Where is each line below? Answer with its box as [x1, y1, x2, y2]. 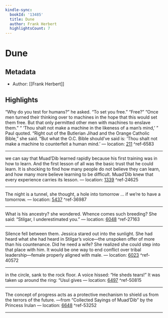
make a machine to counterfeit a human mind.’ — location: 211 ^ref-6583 [5, 141, 154, 147]
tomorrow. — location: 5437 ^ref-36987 [5, 196, 87, 202]
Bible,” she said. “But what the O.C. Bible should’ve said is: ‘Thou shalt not [5, 135, 157, 141]
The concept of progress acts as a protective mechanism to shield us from [5, 291, 159, 297]
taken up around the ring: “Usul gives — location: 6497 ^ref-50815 [5, 277, 141, 283]
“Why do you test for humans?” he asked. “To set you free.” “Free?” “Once [5, 109, 158, 115]
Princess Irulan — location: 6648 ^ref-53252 [5, 302, 97, 308]
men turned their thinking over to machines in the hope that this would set [5, 114, 157, 120]
